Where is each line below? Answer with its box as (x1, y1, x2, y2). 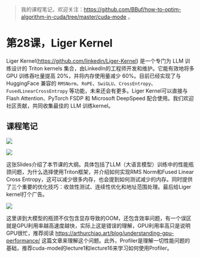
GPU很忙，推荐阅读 (6, 230, 54, 237)
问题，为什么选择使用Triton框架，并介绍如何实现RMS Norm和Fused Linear (11, 168, 194, 175)
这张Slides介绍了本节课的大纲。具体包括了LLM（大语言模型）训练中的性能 (6, 161, 189, 168)
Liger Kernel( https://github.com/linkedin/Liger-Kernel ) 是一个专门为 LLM (6, 57, 184, 65)
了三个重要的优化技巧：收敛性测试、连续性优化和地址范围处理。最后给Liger (6, 183, 192, 190)
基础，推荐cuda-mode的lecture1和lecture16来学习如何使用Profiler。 (6, 244, 173, 252)
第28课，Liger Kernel (6, 36, 113, 50)
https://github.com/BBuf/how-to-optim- (83, 6, 181, 13)
